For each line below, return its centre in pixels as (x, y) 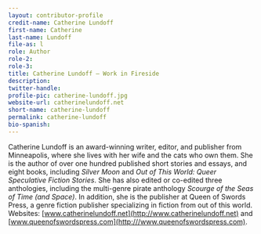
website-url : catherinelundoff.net (66, 103)
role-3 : (21, 67)
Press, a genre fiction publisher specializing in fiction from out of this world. (130, 205)
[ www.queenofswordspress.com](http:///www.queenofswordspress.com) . (128, 221)
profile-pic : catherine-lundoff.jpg (68, 95)
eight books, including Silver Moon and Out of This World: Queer (112, 171)
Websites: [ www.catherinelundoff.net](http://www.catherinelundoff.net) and (130, 213)
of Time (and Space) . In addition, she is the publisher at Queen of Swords (127, 196)
